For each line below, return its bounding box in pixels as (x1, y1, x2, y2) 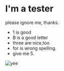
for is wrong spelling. (12, 45, 56, 51)
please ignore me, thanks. (5, 19, 59, 25)
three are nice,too (12, 39, 50, 45)
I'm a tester (5, 3, 54, 14)
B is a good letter (12, 34, 48, 40)
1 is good (12, 29, 32, 35)
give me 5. (12, 50, 34, 56)
